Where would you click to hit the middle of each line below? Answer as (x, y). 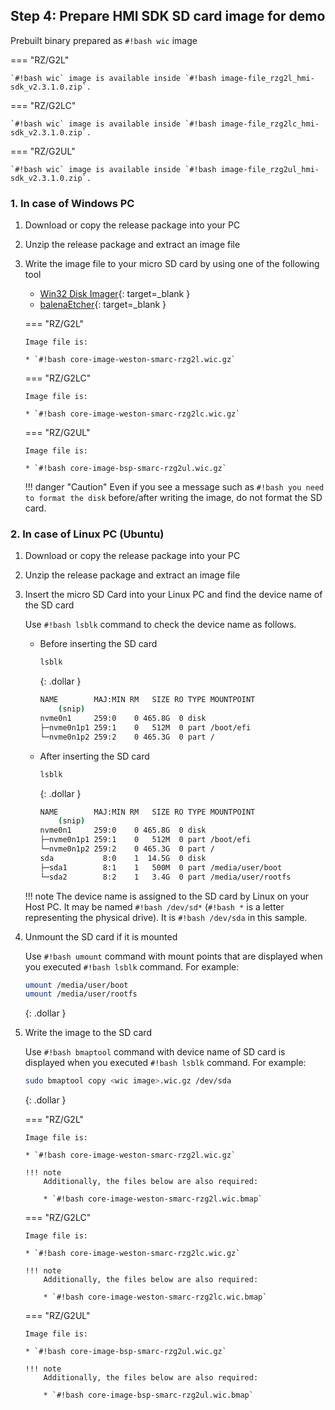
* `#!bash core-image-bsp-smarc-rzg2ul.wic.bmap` (148, 1395)
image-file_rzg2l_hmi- (267, 78)
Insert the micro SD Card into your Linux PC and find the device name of (173, 595)
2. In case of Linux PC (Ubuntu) (87, 534)
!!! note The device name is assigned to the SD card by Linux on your (167, 896)
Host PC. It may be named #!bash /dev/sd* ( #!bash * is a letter (154, 906)
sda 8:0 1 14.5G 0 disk (123, 858)
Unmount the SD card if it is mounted (101, 936)
